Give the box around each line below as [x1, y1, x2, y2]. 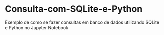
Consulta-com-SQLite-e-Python [5, 3, 143, 15]
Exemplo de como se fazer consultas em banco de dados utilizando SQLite [5, 19, 160, 25]
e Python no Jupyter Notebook [5, 24, 69, 30]
